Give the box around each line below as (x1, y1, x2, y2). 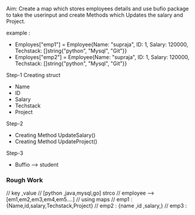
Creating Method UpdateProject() (14, 138, 97, 145)
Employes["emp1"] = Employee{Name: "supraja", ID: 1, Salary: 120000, (14, 41, 188, 48)
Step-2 (6, 120, 23, 127)
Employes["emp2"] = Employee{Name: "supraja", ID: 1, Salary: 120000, (14, 54, 190, 60)
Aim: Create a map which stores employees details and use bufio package (6, 5, 189, 12)
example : (6, 29, 31, 36)
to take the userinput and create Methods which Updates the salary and (6, 11, 184, 19)
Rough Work (6, 176, 43, 184)
